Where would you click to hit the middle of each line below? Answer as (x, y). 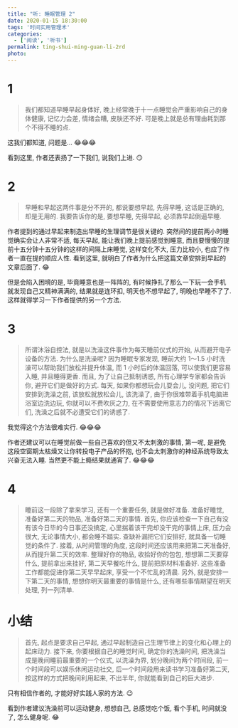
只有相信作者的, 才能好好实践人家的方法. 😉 (70, 693)
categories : (25, 34)
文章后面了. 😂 (28, 267)
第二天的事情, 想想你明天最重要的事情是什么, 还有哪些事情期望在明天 (131, 581)
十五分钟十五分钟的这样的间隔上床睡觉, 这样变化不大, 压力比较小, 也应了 (118, 249)
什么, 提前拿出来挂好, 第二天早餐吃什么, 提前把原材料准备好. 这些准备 (125, 563)
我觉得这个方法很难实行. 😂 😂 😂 (54, 427)
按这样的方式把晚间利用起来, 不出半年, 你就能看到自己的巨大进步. (119, 677)
